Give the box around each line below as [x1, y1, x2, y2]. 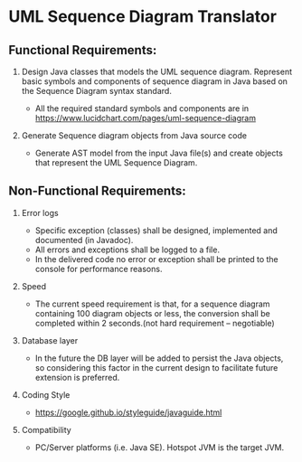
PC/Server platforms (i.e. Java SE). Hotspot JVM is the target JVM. [34, 441, 285, 453]
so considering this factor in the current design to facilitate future [34, 362, 278, 372]
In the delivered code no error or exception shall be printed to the [34, 253, 279, 264]
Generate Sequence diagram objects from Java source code [21, 130, 248, 141]
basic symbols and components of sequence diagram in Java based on [21, 76, 288, 87]
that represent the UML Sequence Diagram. [34, 157, 198, 168]
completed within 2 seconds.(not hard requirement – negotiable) [34, 317, 275, 328]
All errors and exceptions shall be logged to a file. [34, 244, 221, 255]
